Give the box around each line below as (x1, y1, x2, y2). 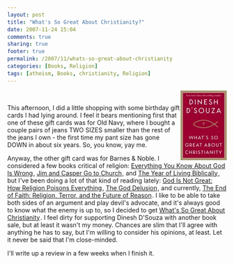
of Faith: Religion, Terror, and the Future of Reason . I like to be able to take (7, 191, 221, 199)
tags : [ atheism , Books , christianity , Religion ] (7, 70, 151, 77)
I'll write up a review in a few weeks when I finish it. (7, 249, 155, 257)
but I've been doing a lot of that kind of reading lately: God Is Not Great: (7, 176, 212, 185)
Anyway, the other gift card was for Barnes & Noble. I (7, 154, 160, 162)
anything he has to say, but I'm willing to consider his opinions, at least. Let (7, 228, 223, 236)
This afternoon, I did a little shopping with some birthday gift (7, 103, 180, 111)
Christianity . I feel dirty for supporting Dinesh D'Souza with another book (7, 213, 217, 222)
